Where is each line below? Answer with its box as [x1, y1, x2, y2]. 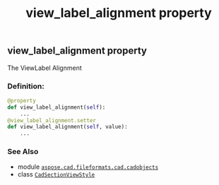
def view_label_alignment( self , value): [7, 124, 129, 131]
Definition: [7, 81, 45, 91]
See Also [7, 147, 39, 157]
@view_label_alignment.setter [7, 117, 97, 124]
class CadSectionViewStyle [17, 170, 95, 179]
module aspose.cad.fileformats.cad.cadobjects [17, 162, 159, 171]
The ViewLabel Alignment [7, 64, 83, 72]
